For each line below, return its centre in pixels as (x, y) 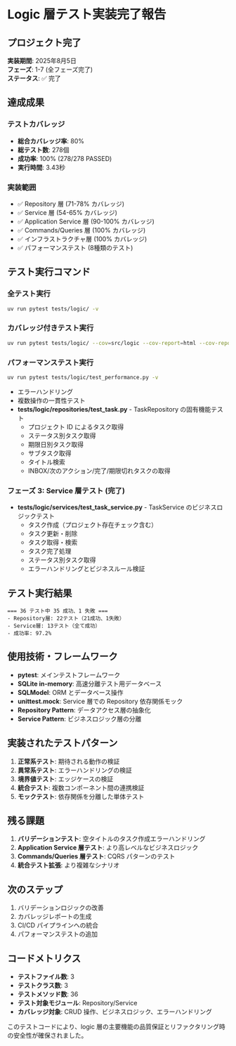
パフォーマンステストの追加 (58, 934)
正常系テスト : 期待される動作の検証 (68, 761)
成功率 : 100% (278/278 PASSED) (65, 158)
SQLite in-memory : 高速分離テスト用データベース (90, 684)
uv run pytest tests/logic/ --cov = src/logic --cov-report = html (102, 343)
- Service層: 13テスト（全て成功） (54, 626)
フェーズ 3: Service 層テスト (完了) (66, 490)
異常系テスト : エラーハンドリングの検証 (74, 770)
